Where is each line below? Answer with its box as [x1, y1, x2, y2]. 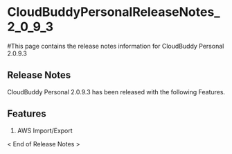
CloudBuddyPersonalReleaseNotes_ [7, 4, 220, 20]
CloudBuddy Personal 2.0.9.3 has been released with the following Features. [7, 87, 226, 96]
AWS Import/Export [17, 126, 73, 135]
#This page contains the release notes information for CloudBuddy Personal [7, 42, 224, 50]
